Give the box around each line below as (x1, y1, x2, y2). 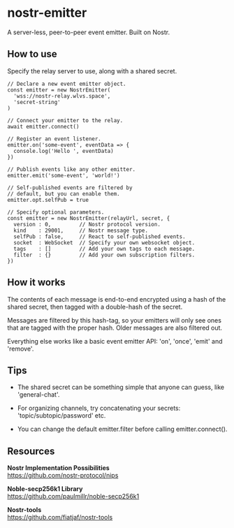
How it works (7, 277, 66, 288)
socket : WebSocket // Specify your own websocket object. (13, 239, 196, 246)
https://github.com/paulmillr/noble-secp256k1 (7, 492, 140, 501)
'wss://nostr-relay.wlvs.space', (13, 92, 111, 99)
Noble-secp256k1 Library (7, 485, 83, 493)
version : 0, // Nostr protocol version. (13, 221, 161, 228)
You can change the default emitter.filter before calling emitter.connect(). (17, 425, 228, 434)
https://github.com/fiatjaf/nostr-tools (7, 513, 113, 522)
